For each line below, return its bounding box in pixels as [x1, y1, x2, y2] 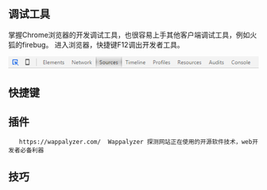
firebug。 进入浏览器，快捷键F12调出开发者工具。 [21, 40, 184, 49]
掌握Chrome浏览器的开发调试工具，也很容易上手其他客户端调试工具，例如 [8, 30, 250, 40]
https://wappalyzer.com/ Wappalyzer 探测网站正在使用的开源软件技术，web [18, 138, 253, 146]
